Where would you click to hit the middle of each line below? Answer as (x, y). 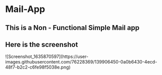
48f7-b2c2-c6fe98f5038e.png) (38, 67)
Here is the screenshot (42, 44)
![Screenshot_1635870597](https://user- (47, 56)
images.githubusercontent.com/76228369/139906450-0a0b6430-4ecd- (81, 62)
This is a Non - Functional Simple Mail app (72, 28)
